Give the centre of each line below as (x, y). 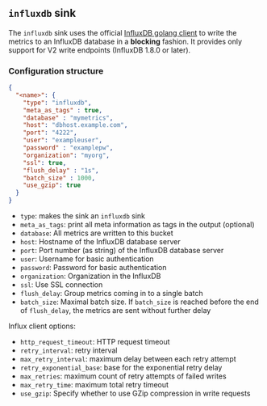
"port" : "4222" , (50, 133)
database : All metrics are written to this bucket (96, 233)
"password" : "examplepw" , (68, 148)
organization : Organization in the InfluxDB (90, 276)
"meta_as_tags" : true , (63, 110)
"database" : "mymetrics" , (68, 118)
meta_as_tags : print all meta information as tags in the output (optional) (138, 225)
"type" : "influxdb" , (57, 103)
